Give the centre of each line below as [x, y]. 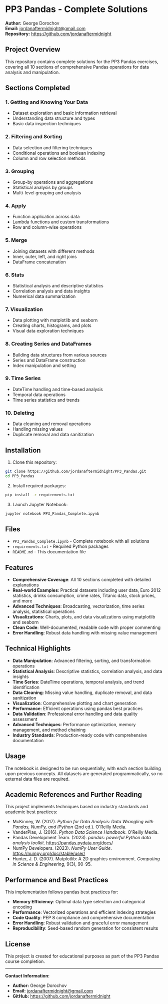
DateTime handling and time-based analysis [58, 389]
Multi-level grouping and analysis [47, 193]
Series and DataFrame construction [49, 360]
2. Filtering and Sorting [34, 137]
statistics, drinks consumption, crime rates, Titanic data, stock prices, [84, 596]
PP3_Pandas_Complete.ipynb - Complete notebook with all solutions [81, 541]
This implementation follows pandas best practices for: [62, 892]
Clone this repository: [34, 462]
